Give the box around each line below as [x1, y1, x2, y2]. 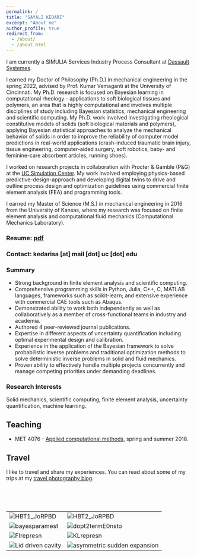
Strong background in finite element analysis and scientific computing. [14, 279, 188, 287]
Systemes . [6, 64, 32, 71]
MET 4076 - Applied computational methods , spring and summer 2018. [14, 435, 189, 443]
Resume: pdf [6, 234, 44, 242]
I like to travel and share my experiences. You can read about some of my [6, 468, 186, 476]
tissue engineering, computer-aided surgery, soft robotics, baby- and [6, 145, 176, 152]
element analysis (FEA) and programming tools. [6, 188, 122, 196]
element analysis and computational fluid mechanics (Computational [6, 212, 174, 220]
